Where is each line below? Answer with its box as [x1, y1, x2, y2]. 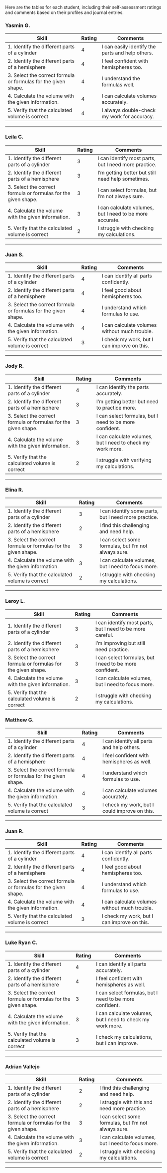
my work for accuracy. [101, 113, 154, 120]
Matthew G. [5, 716, 34, 723]
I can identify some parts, [99, 507, 159, 514]
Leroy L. [5, 598, 25, 605]
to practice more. [96, 404, 137, 411]
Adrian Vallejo [5, 1063, 40, 1070]
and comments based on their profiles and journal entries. [5, 9, 124, 15]
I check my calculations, [96, 1033, 153, 1040]
